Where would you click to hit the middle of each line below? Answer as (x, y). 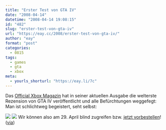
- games (18, 62)
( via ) (10, 122)
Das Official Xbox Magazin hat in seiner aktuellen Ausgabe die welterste (81, 95)
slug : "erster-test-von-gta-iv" (40, 29)
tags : (11, 57)
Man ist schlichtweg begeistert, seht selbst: (51, 106)
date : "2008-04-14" (26, 15)
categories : (18, 48)
